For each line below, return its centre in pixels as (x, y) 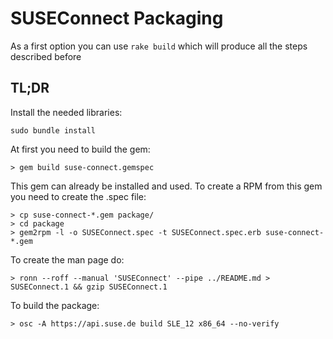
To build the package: (55, 305)
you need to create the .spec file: (78, 196)
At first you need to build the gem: (80, 149)
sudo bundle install (53, 130)
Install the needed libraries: (66, 112)
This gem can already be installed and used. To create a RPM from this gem (166, 186)
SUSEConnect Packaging (117, 18)
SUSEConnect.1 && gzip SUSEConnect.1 (89, 287)
